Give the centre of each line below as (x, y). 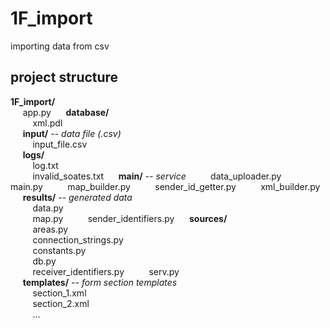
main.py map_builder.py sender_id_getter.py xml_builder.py (165, 186)
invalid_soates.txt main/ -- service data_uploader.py (157, 176)
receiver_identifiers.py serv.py (106, 271)
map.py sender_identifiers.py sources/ (130, 218)
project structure (64, 77)
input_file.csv (60, 144)
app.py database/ (66, 112)
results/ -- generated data (77, 197)
